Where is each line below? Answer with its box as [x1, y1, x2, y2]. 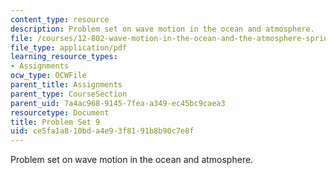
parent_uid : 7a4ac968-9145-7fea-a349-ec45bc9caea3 [10, 98, 226, 108]
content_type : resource [10, 14, 110, 25]
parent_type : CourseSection [10, 89, 128, 99]
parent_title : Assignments [10, 80, 123, 90]
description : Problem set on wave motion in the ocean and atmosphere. [10, 24, 315, 34]
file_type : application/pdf [10, 42, 128, 53]
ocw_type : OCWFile [10, 71, 87, 81]
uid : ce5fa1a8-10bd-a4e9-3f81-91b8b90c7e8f [10, 126, 195, 136]
